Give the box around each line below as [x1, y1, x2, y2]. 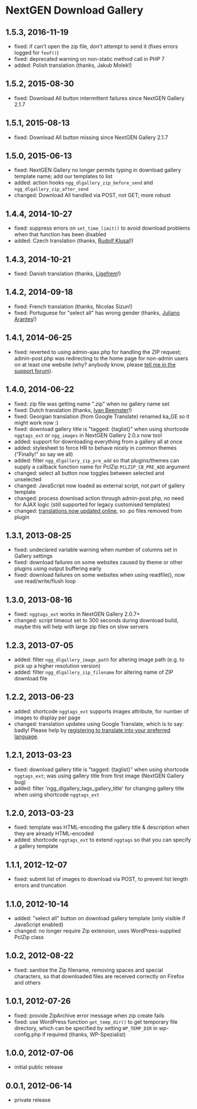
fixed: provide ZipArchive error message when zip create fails [14, 1012, 164, 1019]
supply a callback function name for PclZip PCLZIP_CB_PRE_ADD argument [14, 463, 190, 470]
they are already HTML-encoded [14, 830, 94, 837]
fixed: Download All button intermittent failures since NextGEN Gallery [14, 94, 185, 101]
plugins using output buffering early [14, 565, 102, 572]
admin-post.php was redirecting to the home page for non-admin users [14, 355, 189, 362]
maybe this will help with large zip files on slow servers [14, 623, 148, 631]
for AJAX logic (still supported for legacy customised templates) [14, 501, 171, 508]
